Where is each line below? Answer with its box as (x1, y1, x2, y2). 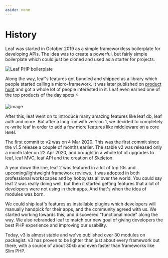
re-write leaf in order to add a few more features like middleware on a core (5, 124, 159, 130)
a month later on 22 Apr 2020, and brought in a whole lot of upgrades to (5, 149, 154, 155)
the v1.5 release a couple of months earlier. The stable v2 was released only (5, 144, 162, 150)
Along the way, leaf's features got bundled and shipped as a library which (5, 76, 158, 82)
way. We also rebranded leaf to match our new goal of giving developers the (5, 216, 163, 223)
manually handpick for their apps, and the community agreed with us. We (5, 206, 157, 212)
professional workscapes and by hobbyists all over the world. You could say (5, 175, 162, 181)
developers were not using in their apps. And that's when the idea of (5, 186, 147, 192)
